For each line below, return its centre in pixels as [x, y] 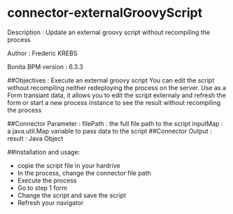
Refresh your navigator [50, 202]
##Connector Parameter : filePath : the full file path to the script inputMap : [115, 123]
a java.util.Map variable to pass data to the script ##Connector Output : [110, 131]
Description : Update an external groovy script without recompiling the [109, 32]
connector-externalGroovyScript [105, 13]
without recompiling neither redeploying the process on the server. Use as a [116, 87]
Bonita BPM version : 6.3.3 [45, 66]
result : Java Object [35, 138]
